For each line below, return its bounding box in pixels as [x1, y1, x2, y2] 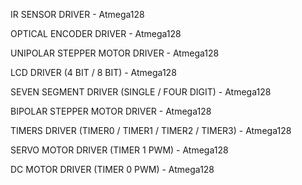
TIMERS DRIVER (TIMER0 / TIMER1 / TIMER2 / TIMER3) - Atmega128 [10, 125, 292, 136]
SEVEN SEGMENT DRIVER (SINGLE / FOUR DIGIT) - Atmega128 [10, 86, 272, 98]
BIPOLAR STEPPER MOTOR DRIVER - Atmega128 [10, 105, 212, 117]
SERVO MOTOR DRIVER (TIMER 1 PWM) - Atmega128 [10, 144, 229, 156]
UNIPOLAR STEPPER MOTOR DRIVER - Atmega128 [10, 47, 220, 59]
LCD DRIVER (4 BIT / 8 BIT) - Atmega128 [10, 67, 177, 78]
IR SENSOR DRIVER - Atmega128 [10, 9, 145, 20]
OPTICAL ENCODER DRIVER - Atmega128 [10, 28, 182, 39]
